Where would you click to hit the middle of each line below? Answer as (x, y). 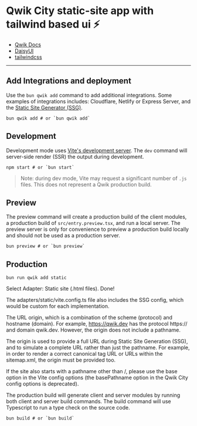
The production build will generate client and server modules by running (93, 395)
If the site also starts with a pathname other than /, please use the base (92, 372)
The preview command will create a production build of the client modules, (96, 217)
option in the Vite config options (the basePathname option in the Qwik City (97, 378)
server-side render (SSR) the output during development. (75, 156)
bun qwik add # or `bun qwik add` (48, 118)
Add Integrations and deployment (69, 81)
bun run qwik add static (36, 278)
